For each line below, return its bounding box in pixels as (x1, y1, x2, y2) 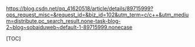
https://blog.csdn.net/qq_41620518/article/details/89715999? (6, 5, 154, 12)
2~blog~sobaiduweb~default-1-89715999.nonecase (6, 23, 133, 31)
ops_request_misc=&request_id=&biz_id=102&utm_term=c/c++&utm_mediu (6, 11, 189, 18)
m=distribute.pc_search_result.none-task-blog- (6, 18, 121, 24)
